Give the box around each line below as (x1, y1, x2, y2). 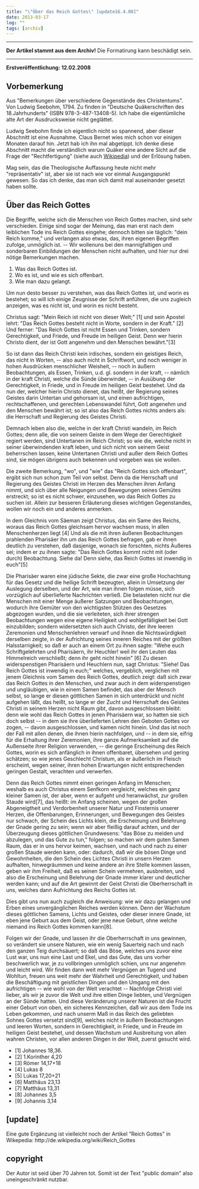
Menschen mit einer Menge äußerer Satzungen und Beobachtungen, (6, 597, 174, 605)
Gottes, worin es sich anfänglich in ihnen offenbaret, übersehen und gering (6, 748, 190, 756)
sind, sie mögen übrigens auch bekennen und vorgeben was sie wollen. (6, 456, 181, 463)
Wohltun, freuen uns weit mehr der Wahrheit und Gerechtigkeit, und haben (6, 972, 188, 979)
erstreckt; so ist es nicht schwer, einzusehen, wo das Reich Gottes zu (6, 493, 176, 500)
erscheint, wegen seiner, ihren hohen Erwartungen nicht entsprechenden (6, 761, 185, 769)
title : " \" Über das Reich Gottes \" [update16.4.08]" (6, 8, 139, 15)
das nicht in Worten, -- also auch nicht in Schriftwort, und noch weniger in (6, 356, 187, 364)
